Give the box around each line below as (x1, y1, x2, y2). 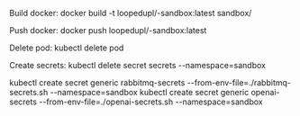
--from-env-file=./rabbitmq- (186, 77, 291, 88)
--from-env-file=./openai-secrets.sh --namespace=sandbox (39, 96, 263, 107)
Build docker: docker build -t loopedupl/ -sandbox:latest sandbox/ (9, 8, 252, 18)
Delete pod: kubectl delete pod (9, 42, 124, 53)
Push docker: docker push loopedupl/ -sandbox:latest (9, 25, 207, 35)
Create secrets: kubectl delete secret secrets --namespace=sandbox (9, 60, 266, 70)
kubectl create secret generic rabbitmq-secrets (9, 77, 186, 88)
